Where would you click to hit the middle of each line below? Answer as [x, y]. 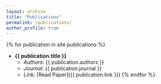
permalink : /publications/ [39, 22]
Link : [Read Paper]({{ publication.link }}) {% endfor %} [89, 75]
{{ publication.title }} [41, 56]
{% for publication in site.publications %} [56, 45]
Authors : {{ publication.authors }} [64, 62]
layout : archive [26, 11]
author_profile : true [33, 28]
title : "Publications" [34, 17]
